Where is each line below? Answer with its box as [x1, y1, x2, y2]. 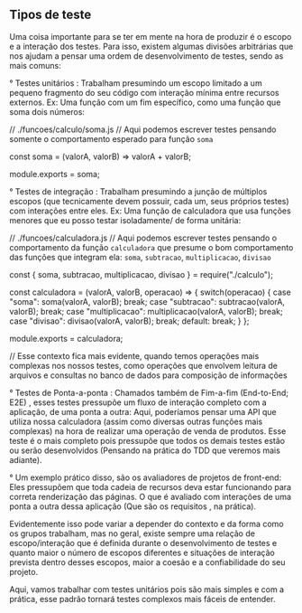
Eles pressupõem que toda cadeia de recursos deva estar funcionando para [9, 481, 291, 492]
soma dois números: [9, 106, 86, 117]
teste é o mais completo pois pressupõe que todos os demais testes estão [9, 435, 286, 446]
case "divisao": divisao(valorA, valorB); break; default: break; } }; [9, 316, 250, 326]
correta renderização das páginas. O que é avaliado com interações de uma [9, 491, 291, 502]
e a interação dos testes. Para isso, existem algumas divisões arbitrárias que [9, 41, 294, 52]
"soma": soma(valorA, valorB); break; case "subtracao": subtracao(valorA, [9, 296, 286, 306]
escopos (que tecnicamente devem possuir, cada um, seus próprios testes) [9, 195, 290, 206]
